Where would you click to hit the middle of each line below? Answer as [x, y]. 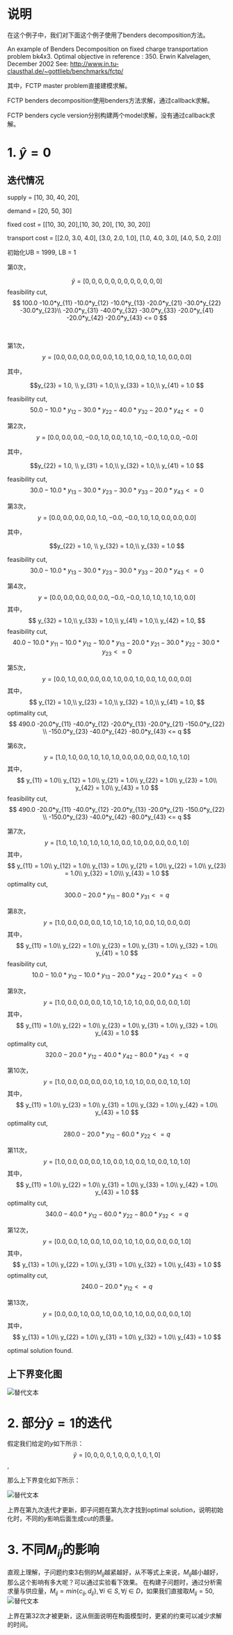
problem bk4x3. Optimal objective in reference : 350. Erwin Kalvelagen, [109, 56]
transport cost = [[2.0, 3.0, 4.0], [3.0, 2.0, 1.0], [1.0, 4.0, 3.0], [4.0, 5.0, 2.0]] [114, 237]
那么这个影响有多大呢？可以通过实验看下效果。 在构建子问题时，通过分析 [112, 1582]
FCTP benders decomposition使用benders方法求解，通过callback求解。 [110, 100]
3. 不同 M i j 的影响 [53, 1551]
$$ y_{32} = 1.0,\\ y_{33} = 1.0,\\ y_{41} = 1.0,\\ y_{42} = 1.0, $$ [117, 621]
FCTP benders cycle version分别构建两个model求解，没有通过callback [108, 115]
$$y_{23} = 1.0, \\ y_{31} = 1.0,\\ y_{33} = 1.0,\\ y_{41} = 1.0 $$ [117, 385]
